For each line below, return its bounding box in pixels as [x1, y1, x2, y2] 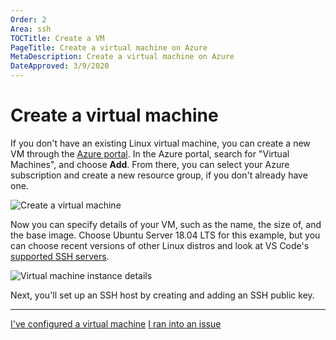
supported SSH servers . [10, 250, 110, 262]
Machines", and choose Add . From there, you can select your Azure [10, 158, 290, 170]
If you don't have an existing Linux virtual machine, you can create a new [10, 137, 311, 149]
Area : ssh [10, 24, 52, 34]
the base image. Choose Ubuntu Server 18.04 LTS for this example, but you [10, 229, 321, 241]
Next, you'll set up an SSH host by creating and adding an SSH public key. [10, 289, 315, 301]
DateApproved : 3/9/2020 [10, 61, 110, 71]
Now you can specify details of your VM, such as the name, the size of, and [10, 218, 322, 230]
